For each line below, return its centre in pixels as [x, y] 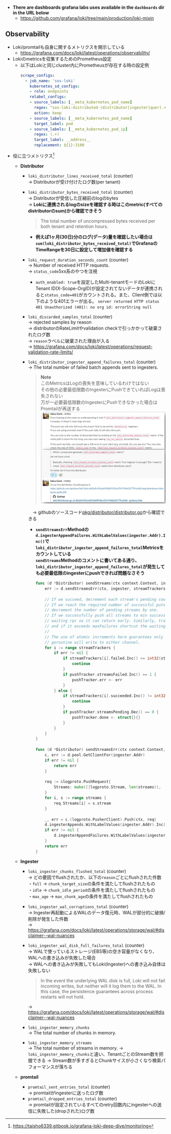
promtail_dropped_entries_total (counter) [72, 1098]
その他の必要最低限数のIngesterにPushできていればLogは [101, 389]
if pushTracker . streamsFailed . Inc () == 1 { [110, 674]
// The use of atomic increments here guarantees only [104, 637]
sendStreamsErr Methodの [62, 529]
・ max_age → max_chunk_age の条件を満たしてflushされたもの [90, 896]
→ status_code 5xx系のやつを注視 [63, 271]
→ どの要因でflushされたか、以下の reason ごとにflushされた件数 [95, 877]
